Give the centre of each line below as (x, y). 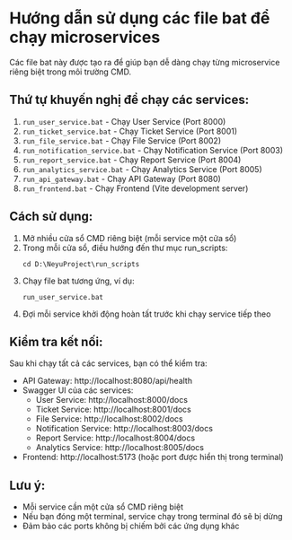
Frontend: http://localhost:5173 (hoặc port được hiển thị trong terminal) (153, 457)
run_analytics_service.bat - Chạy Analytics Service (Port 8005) (142, 169)
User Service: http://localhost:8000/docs (112, 400)
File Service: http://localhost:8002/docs (110, 419)
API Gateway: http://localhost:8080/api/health (107, 381)
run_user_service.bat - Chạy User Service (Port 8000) (124, 121)
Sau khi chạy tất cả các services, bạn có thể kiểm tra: (109, 363)
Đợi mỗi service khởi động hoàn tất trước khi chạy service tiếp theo (146, 314)
